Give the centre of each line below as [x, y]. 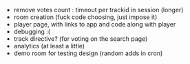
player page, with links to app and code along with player [95, 24]
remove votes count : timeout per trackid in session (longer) [98, 10]
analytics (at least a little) [49, 46]
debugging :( [32, 31]
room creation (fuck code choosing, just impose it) [85, 17]
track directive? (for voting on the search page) [81, 39]
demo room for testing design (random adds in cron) [88, 53]
